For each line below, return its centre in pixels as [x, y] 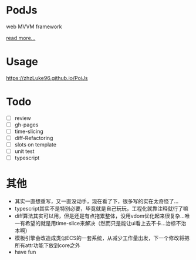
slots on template [36, 145]
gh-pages [26, 125]
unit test [24, 151]
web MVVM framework [34, 26]
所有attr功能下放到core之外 [47, 245]
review [23, 118]
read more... [21, 38]
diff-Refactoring [34, 138]
